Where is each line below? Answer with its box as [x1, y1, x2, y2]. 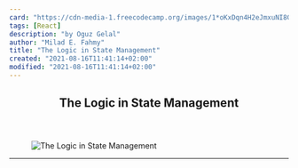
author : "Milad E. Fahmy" [9, 37, 105, 47]
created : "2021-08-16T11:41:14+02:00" [9, 54, 153, 63]
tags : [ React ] [9, 21, 62, 30]
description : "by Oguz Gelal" [9, 29, 122, 38]
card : [9, 12, 29, 22]
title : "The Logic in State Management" [9, 46, 161, 55]
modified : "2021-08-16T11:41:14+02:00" [9, 63, 157, 72]
